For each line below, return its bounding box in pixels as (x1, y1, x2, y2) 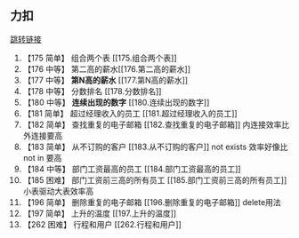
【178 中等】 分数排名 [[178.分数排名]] (22, 85, 162, 96)
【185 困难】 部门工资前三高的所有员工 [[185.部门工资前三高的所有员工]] (22, 174, 287, 185)
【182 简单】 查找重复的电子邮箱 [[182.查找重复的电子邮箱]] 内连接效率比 (22, 119, 290, 130)
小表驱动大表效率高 (22, 186, 94, 196)
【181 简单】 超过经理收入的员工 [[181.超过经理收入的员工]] (22, 107, 238, 118)
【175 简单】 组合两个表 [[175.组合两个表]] (22, 52, 177, 63)
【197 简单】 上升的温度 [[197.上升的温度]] (22, 208, 177, 218)
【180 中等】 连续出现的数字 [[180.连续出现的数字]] (22, 97, 210, 107)
